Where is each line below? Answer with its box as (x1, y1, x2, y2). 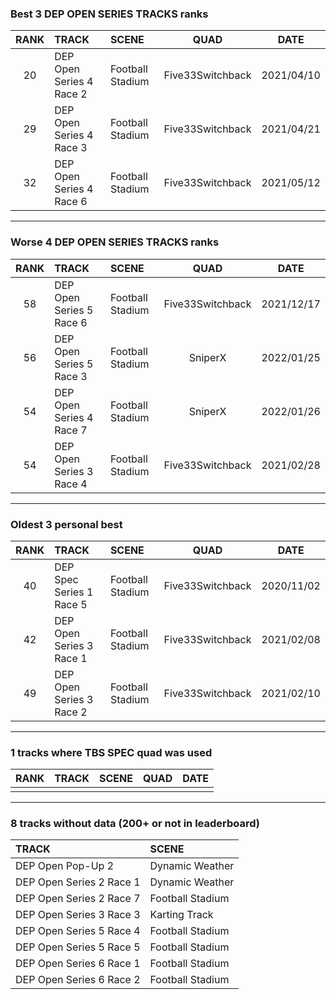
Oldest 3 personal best (10, 517, 123, 531)
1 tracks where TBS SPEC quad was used (10, 745, 213, 759)
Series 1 (54, 585, 94, 599)
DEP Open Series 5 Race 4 (15, 924, 141, 938)
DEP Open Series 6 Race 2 (15, 973, 141, 987)
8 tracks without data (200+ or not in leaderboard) (10, 817, 260, 831)
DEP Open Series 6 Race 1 (15, 957, 141, 971)
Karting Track (149, 908, 214, 922)
